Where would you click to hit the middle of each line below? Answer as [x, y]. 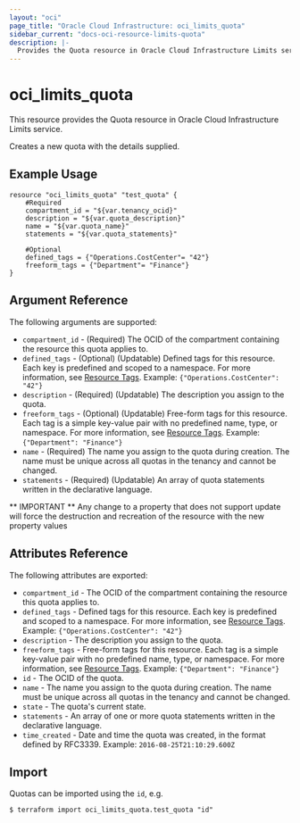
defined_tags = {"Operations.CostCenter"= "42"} [117, 257]
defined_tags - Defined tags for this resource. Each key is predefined [149, 611]
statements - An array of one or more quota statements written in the [149, 716]
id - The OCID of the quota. [73, 678]
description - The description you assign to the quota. [122, 640]
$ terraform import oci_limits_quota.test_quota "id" [112, 810]
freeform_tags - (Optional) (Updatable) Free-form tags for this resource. [154, 413]
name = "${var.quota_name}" [77, 226]
